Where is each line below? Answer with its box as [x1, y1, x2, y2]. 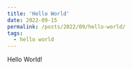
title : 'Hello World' [7, 10, 70, 17]
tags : [7, 29, 23, 37]
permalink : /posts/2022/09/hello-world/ [7, 23, 126, 30]
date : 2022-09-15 [7, 17, 58, 24]
